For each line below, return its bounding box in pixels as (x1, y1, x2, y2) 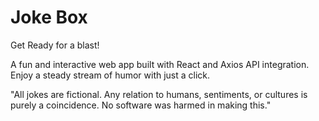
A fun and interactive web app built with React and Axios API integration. (10, 58, 310, 70)
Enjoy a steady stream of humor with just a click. (10, 69, 211, 81)
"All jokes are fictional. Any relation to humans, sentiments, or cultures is (10, 88, 308, 100)
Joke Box (10, 6, 88, 29)
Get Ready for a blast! (10, 39, 100, 51)
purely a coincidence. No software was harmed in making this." (10, 99, 272, 111)
